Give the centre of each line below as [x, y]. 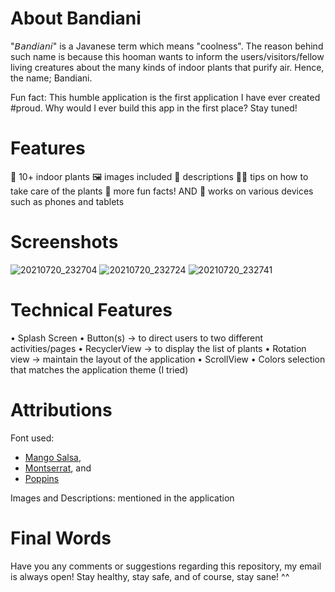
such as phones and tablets [67, 201]
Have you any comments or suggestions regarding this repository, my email [166, 566]
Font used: [32, 438]
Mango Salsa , [53, 457]
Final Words [61, 538]
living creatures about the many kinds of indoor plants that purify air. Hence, [167, 67]
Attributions [61, 409]
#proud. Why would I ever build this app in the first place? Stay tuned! [154, 108]
